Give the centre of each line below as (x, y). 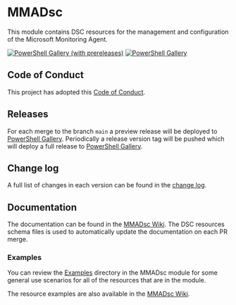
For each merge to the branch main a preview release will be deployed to (112, 131)
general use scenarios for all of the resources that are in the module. (107, 280)
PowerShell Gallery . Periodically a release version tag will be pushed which (116, 139)
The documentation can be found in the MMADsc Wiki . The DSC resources (116, 224)
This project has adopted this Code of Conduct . (76, 92)
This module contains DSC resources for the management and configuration (118, 32)
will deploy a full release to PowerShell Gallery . (75, 146)
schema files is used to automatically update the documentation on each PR (117, 232)
